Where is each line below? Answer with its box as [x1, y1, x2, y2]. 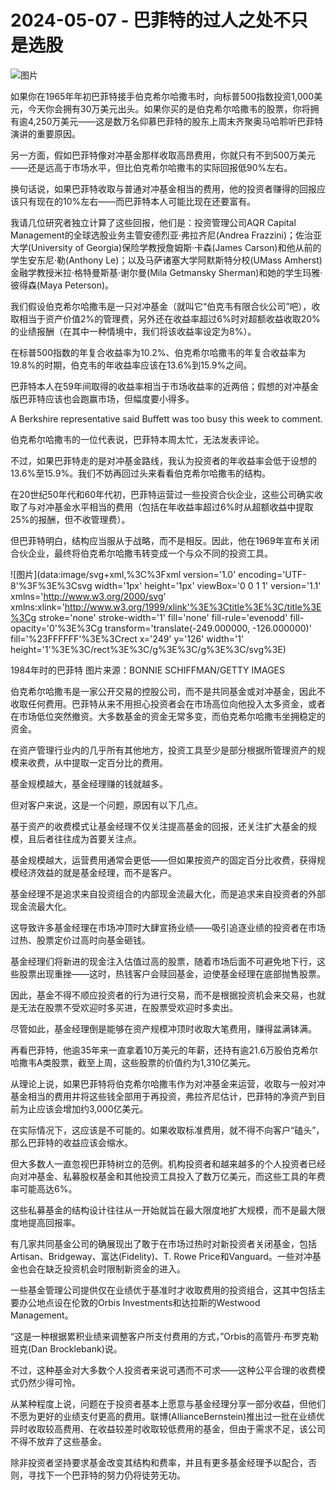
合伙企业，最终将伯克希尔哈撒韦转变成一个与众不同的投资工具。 [10, 547, 273, 559]
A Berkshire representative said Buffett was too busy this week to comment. [10, 412, 323, 425]
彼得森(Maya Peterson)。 [10, 279, 115, 291]
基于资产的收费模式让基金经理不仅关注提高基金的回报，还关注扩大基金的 [10, 820, 308, 832]
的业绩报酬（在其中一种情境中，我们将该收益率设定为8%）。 [10, 325, 257, 337]
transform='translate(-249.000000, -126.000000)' [104, 622, 312, 634]
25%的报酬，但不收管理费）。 [10, 513, 131, 525]
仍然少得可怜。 [18, 1376, 81, 1388]
